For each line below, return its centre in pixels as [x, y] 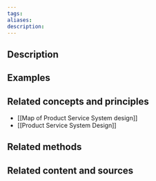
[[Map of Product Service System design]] [77, 117]
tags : [15, 13]
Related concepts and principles [78, 101]
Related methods [45, 147]
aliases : [20, 20]
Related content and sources [70, 170]
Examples [29, 78]
